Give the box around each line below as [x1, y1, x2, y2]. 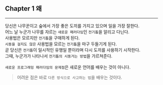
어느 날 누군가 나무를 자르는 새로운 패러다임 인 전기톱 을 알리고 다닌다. [5, 28, 130, 35]
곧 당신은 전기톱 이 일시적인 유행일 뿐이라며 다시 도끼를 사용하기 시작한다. [5, 47, 141, 53]
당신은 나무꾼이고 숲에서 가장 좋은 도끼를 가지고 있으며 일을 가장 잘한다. [5, 23, 140, 28]
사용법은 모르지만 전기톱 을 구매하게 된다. [5, 35, 80, 41]
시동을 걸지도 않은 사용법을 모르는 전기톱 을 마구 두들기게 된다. [5, 41, 117, 47]
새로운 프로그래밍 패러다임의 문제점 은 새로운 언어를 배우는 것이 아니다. [5, 64, 131, 70]
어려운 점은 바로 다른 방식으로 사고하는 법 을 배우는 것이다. [16, 74, 122, 80]
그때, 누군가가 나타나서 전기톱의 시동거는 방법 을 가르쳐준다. [5, 53, 113, 59]
